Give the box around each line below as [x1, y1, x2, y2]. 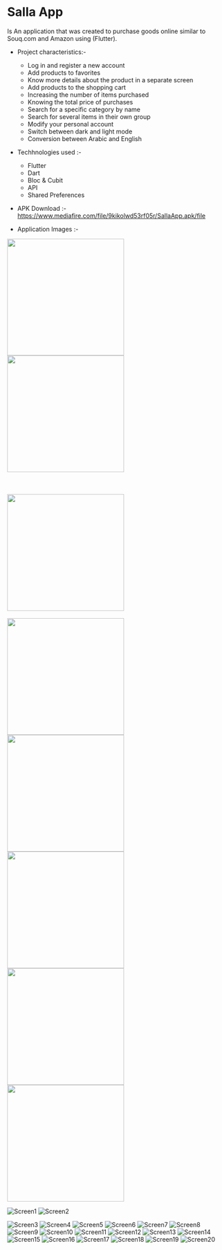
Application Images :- [17, 225, 79, 233]
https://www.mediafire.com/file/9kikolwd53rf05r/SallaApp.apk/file [17, 212, 206, 220]
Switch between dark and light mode [27, 127, 133, 136]
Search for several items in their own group [27, 112, 151, 121]
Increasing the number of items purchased [27, 91, 149, 99]
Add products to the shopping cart [27, 83, 127, 91]
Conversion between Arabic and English [27, 134, 142, 142]
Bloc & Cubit [27, 176, 64, 184]
